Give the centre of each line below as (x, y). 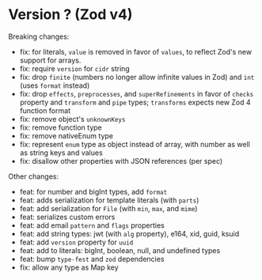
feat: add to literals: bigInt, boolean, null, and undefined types (120, 250)
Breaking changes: (39, 36)
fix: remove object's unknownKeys (72, 119)
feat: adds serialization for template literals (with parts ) (109, 200)
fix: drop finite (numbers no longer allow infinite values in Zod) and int (137, 77)
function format (45, 110)
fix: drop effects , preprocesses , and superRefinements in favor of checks (137, 93)
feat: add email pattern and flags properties (92, 225)
